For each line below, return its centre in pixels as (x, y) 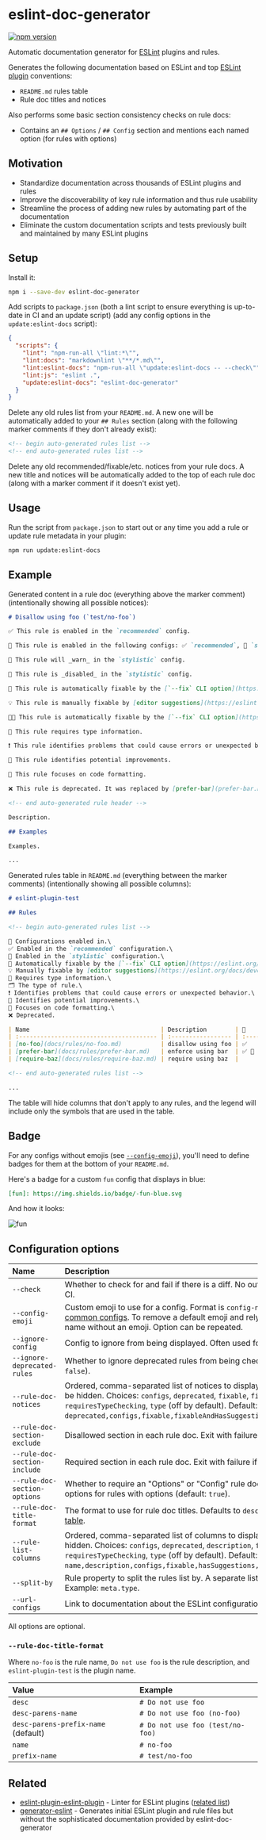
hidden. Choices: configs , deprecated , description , (159, 1546)
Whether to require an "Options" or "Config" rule (155, 1484)
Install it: (22, 277)
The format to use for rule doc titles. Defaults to (153, 1511)
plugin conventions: (40, 75)
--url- (25, 1600)
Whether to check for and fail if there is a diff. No (155, 1285)
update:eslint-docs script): (53, 324)
